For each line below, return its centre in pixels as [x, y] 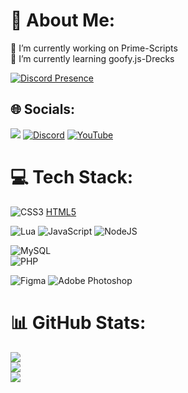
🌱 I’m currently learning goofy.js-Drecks [92, 58]
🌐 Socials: [43, 109]
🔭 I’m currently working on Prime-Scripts [94, 48]
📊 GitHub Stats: [78, 322]
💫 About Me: [63, 20]
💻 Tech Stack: [72, 176]
